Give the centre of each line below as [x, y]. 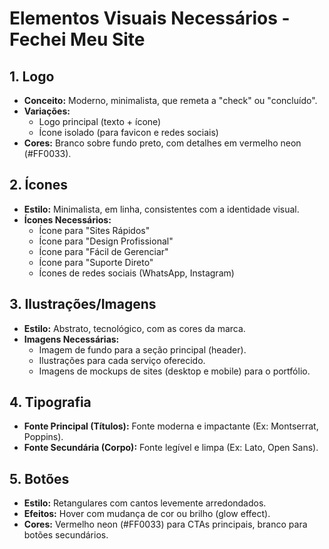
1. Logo [32, 76]
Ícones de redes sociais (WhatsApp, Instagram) [136, 273]
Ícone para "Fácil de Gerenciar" [103, 251]
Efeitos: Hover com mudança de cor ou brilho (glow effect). [147, 514]
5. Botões [39, 478]
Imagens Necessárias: [71, 339]
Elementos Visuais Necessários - [150, 18]
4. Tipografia [50, 402]
